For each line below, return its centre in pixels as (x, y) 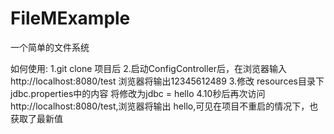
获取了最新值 (36, 118)
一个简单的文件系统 (50, 47)
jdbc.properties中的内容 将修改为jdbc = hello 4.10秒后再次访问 (138, 93)
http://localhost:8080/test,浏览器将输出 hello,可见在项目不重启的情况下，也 (164, 106)
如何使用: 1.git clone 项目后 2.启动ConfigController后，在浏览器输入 (149, 68)
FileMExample (70, 18)
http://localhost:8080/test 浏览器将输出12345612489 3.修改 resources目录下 (167, 81)
